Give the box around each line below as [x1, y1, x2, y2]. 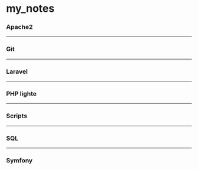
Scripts [6, 112, 28, 120]
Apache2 [6, 23, 34, 31]
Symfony [6, 156, 33, 164]
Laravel [6, 67, 28, 76]
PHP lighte [6, 90, 37, 97]
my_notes [6, 2, 55, 15]
